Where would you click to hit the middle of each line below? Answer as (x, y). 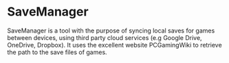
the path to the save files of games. (57, 52)
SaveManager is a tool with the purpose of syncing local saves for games (111, 30)
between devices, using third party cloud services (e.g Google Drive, (105, 37)
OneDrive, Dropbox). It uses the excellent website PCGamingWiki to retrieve (115, 45)
